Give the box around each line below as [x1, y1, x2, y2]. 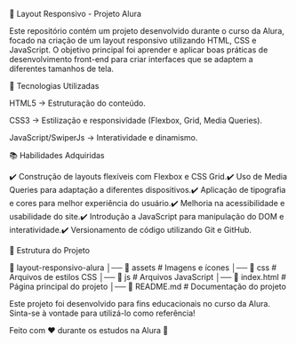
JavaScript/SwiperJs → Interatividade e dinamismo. [9, 132, 198, 142]
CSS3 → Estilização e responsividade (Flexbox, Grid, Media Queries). [9, 116, 263, 125]
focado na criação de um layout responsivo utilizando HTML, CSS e [9, 36, 257, 45]
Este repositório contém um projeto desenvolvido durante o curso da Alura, [9, 26, 284, 36]
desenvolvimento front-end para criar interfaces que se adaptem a [9, 54, 253, 64]
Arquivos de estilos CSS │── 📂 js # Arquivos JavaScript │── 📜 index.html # [9, 272, 287, 282]
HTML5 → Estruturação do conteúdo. [9, 98, 147, 108]
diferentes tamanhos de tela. [9, 63, 114, 74]
